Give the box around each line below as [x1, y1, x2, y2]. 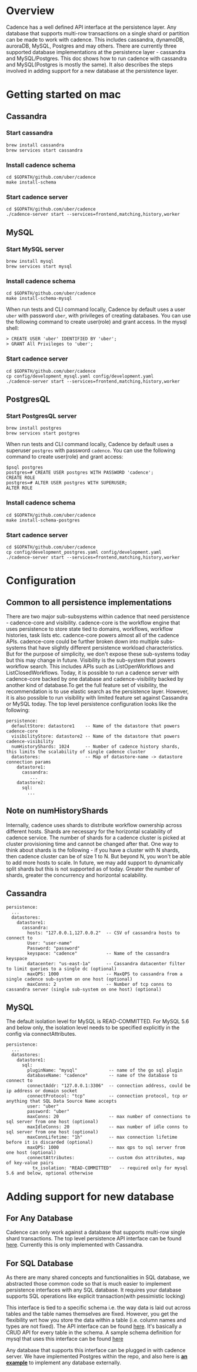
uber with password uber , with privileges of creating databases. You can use [6, 312, 191, 319]
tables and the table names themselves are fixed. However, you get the [6, 1310, 178, 1317]
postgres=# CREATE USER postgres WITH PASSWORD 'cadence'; [6, 470, 154, 476]
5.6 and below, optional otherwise [6, 1170, 94, 1176]
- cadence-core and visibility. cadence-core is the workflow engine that [6, 619, 181, 626]
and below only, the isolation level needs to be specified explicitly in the [6, 1024, 180, 1031]
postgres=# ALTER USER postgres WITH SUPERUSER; [6, 480, 128, 486]
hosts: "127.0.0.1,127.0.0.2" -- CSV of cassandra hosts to [27, 930, 181, 936]
